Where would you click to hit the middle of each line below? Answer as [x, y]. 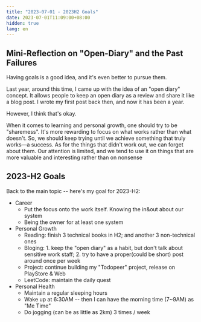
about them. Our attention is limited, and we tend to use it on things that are [100, 151]
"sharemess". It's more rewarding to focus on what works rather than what [99, 132]
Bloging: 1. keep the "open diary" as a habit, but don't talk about [103, 248]
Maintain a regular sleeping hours [65, 293]
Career [24, 203]
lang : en [17, 29]
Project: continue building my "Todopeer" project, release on [100, 267]
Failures [22, 63]
